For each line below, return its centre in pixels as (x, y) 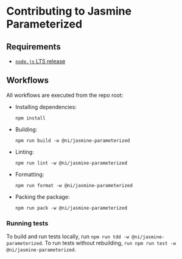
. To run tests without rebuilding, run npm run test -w (109, 243)
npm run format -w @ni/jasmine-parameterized (74, 185)
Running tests (27, 223)
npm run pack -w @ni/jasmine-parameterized (71, 208)
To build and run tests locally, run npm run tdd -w (68, 236)
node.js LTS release (40, 61)
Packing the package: (42, 197)
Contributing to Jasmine (69, 11)
